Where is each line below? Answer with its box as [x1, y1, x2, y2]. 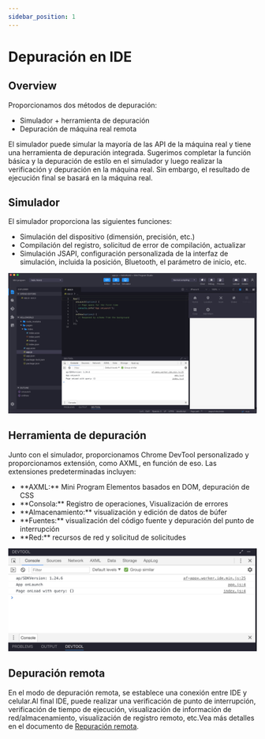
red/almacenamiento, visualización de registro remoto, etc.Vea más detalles [8, 713, 255, 722]
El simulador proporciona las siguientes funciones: [8, 217, 172, 226]
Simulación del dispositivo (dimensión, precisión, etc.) [19, 232, 196, 241]
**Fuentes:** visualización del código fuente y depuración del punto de [19, 515, 255, 525]
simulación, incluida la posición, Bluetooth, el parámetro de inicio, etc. [19, 257, 247, 267]
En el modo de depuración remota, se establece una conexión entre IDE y [8, 688, 247, 697]
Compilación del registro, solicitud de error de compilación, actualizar [19, 241, 246, 250]
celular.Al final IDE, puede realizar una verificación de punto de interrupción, [8, 696, 256, 706]
